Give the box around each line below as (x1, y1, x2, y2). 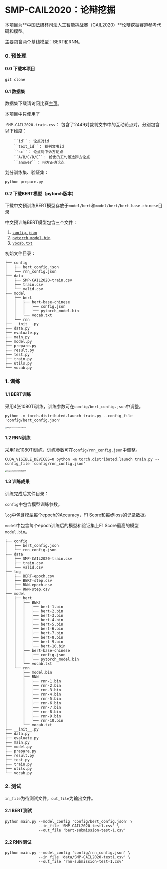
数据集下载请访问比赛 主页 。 (5, 100, 62, 106)
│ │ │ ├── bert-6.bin (5, 626, 64, 631)
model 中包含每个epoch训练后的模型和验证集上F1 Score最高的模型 (5, 522, 139, 528)
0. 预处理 (5, 52, 27, 59)
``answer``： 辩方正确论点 (14, 160, 65, 165)
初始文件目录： (5, 250, 36, 256)
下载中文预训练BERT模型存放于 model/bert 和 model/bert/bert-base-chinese (5, 203, 158, 209)
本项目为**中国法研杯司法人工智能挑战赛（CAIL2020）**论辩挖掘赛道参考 (5, 22, 157, 28)
